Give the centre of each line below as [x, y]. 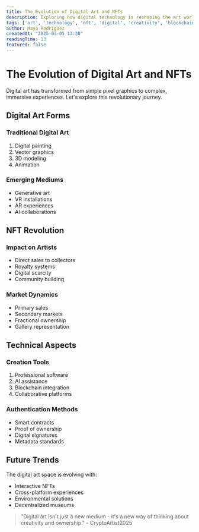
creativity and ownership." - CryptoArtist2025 [76, 522]
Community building [39, 279]
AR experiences [34, 205]
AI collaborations [35, 212]
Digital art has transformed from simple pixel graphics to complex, [87, 90]
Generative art [32, 193]
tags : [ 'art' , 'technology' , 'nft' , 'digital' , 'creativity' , [84, 23]
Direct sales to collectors [45, 260]
